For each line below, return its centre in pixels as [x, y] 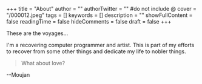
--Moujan [18, 75]
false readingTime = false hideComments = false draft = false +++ [89, 21]
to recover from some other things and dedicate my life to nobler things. [96, 51]
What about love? [43, 63]
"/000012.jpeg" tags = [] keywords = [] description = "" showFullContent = [99, 15]
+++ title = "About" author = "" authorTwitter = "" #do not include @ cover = [102, 9]
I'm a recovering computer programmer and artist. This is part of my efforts [100, 45]
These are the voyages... [37, 33]
